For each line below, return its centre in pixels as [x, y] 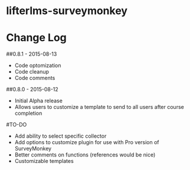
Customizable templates [44, 161]
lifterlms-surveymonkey [67, 11]
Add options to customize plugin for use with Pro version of [87, 142]
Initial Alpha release [39, 101]
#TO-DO [17, 125]
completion [28, 114]
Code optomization [38, 65]
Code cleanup [32, 72]
